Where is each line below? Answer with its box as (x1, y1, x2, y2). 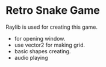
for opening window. (14, 35, 66, 42)
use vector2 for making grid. (14, 41, 86, 48)
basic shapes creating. (14, 47, 71, 54)
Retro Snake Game (5, 4, 100, 17)
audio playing (14, 54, 48, 61)
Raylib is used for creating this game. (5, 23, 98, 31)
